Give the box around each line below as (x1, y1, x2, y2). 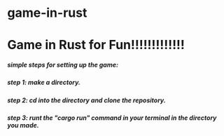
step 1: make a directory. (7, 79, 80, 87)
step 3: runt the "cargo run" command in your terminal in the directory (7, 114, 217, 122)
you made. (7, 121, 40, 130)
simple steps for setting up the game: (7, 60, 119, 69)
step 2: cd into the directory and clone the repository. (7, 96, 166, 104)
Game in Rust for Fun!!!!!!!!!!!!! (7, 37, 185, 53)
